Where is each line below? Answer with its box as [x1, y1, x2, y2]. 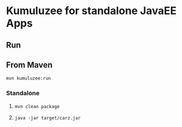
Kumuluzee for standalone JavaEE [6, 4, 177, 18]
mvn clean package [14, 103, 60, 109]
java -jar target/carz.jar [14, 115, 81, 121]
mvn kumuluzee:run [6, 75, 51, 82]
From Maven [6, 60, 53, 70]
